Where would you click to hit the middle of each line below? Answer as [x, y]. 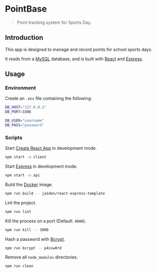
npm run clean [19, 266]
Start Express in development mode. [41, 167]
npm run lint [18, 212]
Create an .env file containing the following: [48, 99]
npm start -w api [23, 175]
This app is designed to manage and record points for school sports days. [79, 49]
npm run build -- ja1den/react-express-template [55, 193]
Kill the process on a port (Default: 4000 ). [46, 221]
